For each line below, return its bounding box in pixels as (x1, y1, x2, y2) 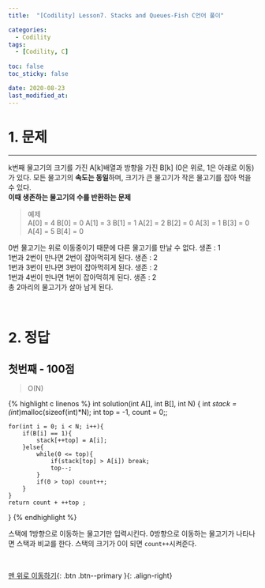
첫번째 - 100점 (8, 363, 75, 376)
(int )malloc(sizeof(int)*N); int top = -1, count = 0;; (8, 408, 168, 417)
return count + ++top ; (8, 499, 87, 507)
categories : (8, 25, 47, 34)
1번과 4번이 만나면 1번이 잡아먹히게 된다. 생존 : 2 (8, 273, 157, 282)
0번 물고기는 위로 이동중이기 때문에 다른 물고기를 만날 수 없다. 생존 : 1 (8, 243, 221, 253)
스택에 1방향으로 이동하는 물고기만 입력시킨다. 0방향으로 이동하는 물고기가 (8, 529, 235, 538)
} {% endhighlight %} (8, 513, 77, 522)
